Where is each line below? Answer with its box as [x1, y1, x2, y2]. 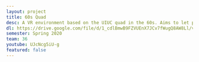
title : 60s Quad [6, 14, 46, 20]
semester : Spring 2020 [6, 31, 62, 37]
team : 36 [6, 36, 28, 42]
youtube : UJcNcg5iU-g [6, 42, 60, 48]
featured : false [6, 47, 46, 53]
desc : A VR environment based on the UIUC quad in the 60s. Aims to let [6, 19, 190, 25]
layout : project [6, 8, 46, 15]
